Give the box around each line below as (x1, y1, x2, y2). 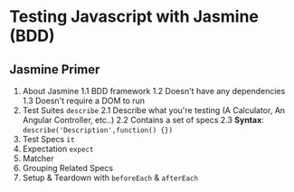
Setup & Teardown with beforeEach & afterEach (22, 172, 199, 183)
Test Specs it (22, 134, 75, 144)
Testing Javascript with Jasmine (9, 6, 260, 27)
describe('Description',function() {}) (22, 126, 174, 135)
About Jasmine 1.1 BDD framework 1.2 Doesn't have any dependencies (22, 86, 286, 96)
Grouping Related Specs (22, 163, 114, 173)
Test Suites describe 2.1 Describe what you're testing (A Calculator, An (22, 105, 286, 115)
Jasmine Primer (9, 62, 100, 77)
